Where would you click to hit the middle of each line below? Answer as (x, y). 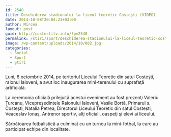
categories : (18, 48)
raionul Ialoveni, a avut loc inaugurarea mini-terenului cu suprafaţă (75, 82)
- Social (19, 53)
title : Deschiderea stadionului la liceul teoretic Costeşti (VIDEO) (81, 15)
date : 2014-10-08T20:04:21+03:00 (41, 19)
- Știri (18, 62)
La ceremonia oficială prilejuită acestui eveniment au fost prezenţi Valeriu (82, 98)
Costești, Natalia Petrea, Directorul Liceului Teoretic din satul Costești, (79, 108)
